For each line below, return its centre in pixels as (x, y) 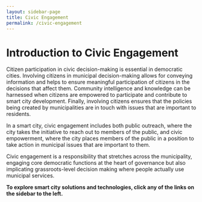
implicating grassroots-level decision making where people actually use (95, 170)
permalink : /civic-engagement (44, 23)
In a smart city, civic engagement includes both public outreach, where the (99, 126)
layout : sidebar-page (33, 12)
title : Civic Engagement (37, 17)
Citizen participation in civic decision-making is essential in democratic (94, 69)
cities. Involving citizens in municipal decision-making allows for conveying (99, 76)
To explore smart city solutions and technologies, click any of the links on (100, 188)
